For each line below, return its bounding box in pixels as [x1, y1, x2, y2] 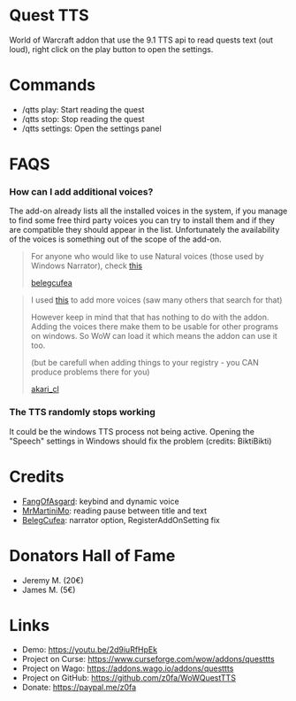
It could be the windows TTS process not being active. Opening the [9, 426, 254, 436]
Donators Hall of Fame [9, 545, 176, 566]
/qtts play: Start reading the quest [21, 104, 145, 115]
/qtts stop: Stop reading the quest [21, 113, 145, 124]
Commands [9, 75, 96, 96]
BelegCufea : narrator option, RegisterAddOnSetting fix [21, 514, 221, 525]
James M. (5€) [21, 584, 76, 595]
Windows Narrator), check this [30, 260, 143, 271]
